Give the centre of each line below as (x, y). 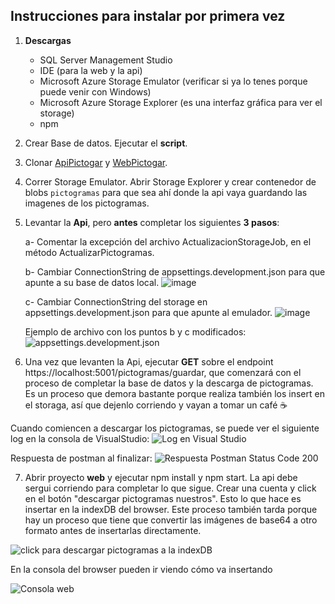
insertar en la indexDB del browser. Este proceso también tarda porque (171, 509)
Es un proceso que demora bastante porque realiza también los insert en (174, 393)
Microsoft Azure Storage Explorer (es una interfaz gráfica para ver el (181, 102)
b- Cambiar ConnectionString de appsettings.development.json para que (175, 271)
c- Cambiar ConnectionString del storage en (116, 301)
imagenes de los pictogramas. (87, 203)
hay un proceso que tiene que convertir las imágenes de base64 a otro (171, 520)
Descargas (48, 40)
